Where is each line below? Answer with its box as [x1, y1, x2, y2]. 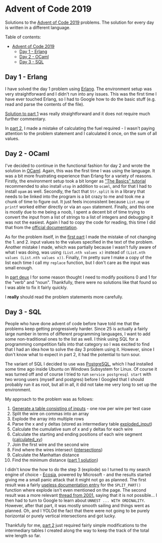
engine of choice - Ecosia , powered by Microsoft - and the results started [5, 472, 151, 477]
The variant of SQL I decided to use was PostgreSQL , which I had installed [5, 361, 153, 367]
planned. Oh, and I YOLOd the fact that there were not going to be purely [5, 508, 150, 514]
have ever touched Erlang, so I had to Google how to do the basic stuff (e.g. [5, 96, 156, 102]
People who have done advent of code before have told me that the [5, 321, 140, 327]
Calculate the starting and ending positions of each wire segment [12, 431, 143, 437]
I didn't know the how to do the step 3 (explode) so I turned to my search [5, 467, 150, 473]
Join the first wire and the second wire [12, 442, 89, 447]
